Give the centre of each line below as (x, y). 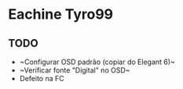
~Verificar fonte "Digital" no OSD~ (75, 70)
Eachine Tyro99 (61, 14)
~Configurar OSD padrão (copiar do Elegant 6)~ (97, 62)
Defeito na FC (42, 78)
